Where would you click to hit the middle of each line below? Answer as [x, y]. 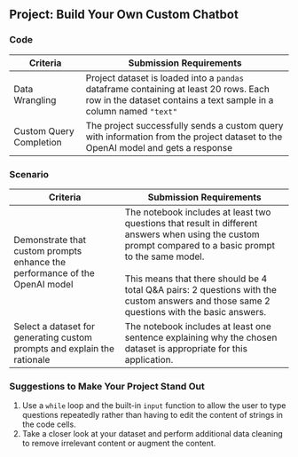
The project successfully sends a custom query [184, 125]
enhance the [40, 262]
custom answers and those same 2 [197, 301]
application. [149, 359]
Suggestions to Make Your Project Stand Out [107, 386]
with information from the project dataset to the [184, 137]
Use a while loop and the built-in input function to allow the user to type [154, 406]
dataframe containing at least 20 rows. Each [178, 89]
